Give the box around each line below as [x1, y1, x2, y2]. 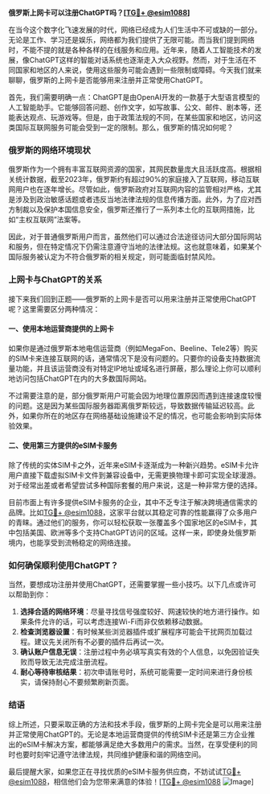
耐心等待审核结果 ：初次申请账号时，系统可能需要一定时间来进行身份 [19, 668, 246, 677]
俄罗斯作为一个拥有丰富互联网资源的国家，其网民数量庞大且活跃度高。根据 [8, 164, 255, 174]
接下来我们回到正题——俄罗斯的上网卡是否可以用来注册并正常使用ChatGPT [8, 294, 257, 304]
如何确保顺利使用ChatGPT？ [8, 560, 119, 571]
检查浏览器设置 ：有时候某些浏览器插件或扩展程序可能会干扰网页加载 [19, 627, 246, 637]
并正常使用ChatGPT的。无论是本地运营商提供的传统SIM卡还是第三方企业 [8, 729, 248, 739]
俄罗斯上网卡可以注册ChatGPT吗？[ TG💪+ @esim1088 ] [8, 8, 190, 17]
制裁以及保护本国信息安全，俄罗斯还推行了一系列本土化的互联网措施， [14, 205, 247, 214]
